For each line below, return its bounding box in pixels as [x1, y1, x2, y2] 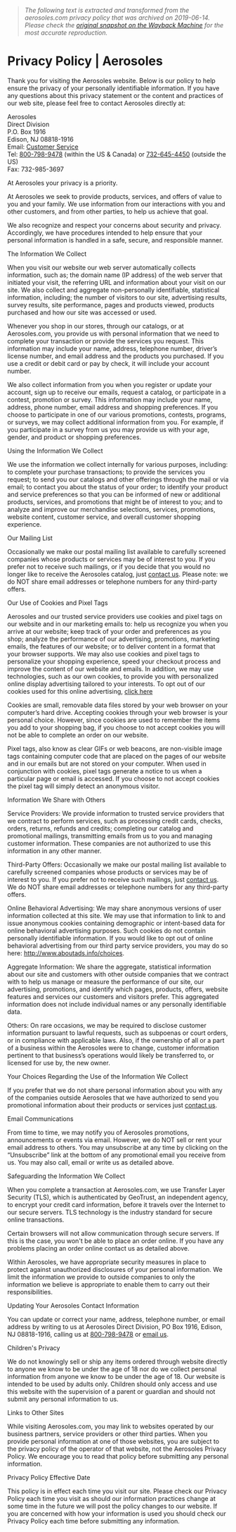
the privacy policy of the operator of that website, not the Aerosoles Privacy [7, 1445, 227, 1453]
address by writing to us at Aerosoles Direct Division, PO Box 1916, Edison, [7, 1322, 223, 1331]
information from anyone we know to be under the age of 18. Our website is [7, 1372, 226, 1380]
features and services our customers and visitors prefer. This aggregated [7, 992, 219, 1000]
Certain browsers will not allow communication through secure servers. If [7, 1229, 220, 1237]
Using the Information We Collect [7, 446, 103, 455]
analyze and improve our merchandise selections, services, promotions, [7, 505, 216, 513]
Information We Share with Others [7, 795, 105, 804]
